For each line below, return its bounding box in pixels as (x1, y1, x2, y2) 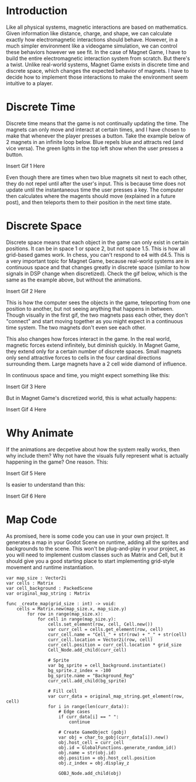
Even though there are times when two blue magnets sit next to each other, (6, 173, 187, 180)
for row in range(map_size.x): (27, 611, 104, 617)
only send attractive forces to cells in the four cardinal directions (6, 354, 161, 361)
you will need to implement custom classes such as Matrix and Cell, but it (6, 551, 183, 558)
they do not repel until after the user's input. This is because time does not (6, 180, 186, 187)
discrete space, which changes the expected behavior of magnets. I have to (6, 67, 189, 74)
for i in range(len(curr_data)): (47, 703, 130, 709)
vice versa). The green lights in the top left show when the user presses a (6, 145, 183, 152)
